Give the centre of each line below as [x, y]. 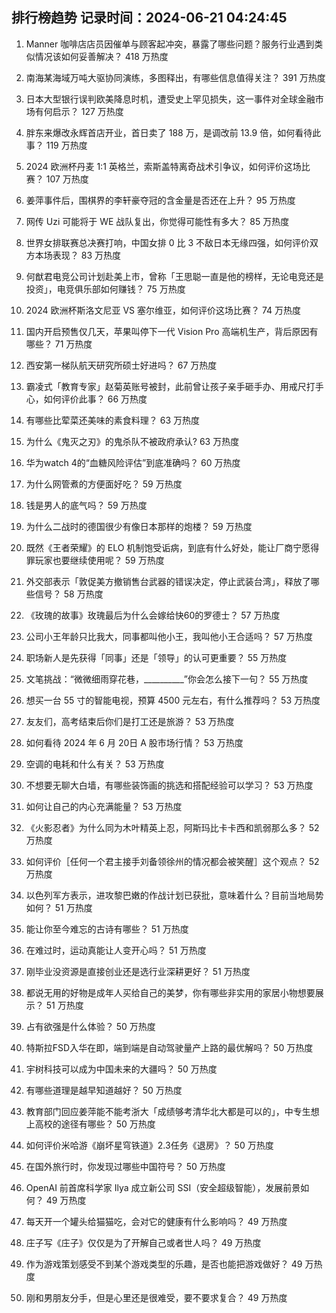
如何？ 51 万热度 [59, 907]
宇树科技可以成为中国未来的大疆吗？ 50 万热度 [121, 1069]
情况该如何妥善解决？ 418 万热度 [101, 56]
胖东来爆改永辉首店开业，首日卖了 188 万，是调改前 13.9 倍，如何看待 [169, 132]
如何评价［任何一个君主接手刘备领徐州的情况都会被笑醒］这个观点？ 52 [172, 861]
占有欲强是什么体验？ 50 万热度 [90, 1026]
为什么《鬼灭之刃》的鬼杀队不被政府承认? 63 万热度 [132, 441]
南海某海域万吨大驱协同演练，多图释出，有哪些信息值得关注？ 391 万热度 [175, 77]
